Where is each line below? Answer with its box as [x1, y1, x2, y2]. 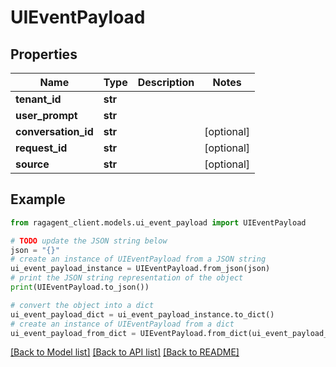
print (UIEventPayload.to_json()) [10, 282, 150, 293]
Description [137, 76, 195, 89]
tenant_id [15, 92, 62, 106]
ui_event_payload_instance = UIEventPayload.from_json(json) [10, 264, 271, 274]
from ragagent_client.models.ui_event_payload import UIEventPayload [10, 217, 307, 228]
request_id [15, 141, 68, 155]
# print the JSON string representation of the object [10, 273, 244, 283]
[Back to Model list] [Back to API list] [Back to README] [10, 346, 240, 358]
